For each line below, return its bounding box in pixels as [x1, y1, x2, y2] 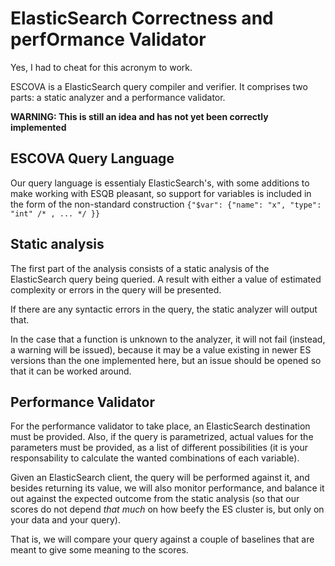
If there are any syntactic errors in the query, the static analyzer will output [10, 303, 318, 315]
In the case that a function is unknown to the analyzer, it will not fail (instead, [10, 333, 326, 345]
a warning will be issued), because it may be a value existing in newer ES [10, 343, 312, 356]
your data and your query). [10, 514, 121, 526]
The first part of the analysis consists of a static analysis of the [10, 262, 270, 274]
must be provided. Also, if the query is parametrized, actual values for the [10, 431, 314, 443]
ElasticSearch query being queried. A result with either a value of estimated [10, 273, 322, 285]
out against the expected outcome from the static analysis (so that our [10, 493, 300, 505]
